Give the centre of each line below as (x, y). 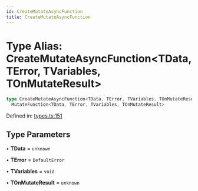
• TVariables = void (30, 171)
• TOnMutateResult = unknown (43, 182)
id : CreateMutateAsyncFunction (44, 11)
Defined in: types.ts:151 (34, 116)
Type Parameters (38, 134)
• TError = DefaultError (35, 160)
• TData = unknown (28, 148)
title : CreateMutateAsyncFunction (49, 17)
